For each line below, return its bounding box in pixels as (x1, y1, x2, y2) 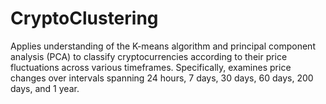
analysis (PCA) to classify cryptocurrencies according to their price (10, 50, 288, 62)
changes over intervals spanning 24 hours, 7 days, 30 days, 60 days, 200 (10, 72, 314, 84)
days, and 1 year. (10, 82, 80, 94)
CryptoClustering (10, 7, 159, 30)
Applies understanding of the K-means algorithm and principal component (10, 40, 316, 52)
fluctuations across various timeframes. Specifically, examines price (10, 61, 292, 73)
